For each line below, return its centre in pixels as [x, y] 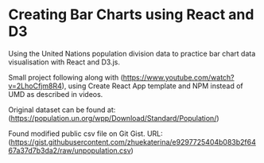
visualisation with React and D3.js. [64, 62]
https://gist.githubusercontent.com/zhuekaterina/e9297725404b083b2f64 [134, 142]
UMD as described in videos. [56, 94]
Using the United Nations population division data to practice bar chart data [132, 53]
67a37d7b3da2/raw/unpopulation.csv [70, 150]
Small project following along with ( [66, 77]
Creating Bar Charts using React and [131, 15]
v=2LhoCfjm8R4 [35, 86]
